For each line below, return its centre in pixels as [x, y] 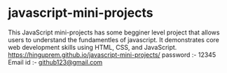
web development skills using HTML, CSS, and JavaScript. [92, 47]
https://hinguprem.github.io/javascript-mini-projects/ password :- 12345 [112, 55]
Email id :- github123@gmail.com [55, 62]
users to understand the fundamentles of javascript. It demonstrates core [114, 39]
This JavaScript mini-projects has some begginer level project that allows [114, 32]
